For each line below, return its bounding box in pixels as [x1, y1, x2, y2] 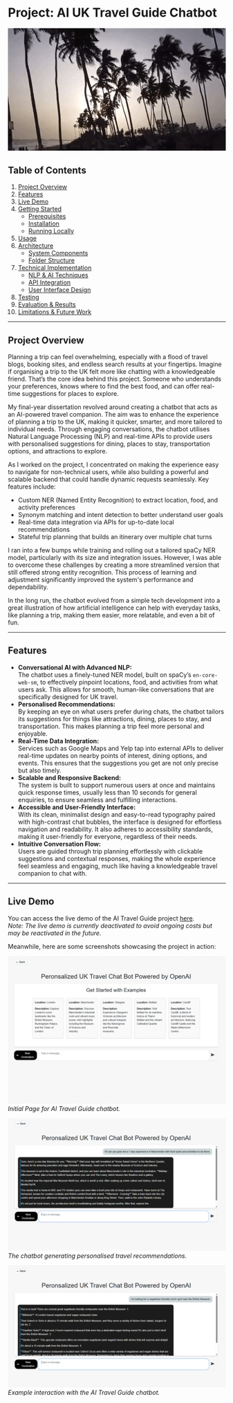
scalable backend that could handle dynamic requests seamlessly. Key [8, 476, 209, 484]
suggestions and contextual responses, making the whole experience [17, 854, 216, 862]
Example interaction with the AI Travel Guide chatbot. [8, 1388, 160, 1396]
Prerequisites [28, 212, 66, 221]
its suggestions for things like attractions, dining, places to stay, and [17, 714, 212, 723]
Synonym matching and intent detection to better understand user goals [17, 511, 224, 519]
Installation [28, 219, 59, 228]
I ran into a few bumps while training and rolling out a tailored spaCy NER [8, 546, 216, 554]
